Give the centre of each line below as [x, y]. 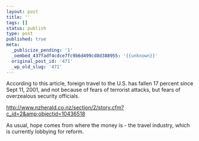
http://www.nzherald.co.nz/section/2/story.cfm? [65, 108]
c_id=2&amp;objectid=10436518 [46, 114]
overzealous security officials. [43, 96]
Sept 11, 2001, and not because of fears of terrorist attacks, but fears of [94, 90]
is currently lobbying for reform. [45, 132]
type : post [20, 34]
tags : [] [17, 23]
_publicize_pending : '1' [42, 50]
